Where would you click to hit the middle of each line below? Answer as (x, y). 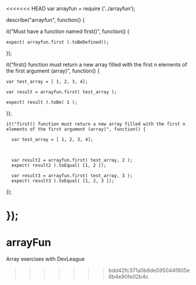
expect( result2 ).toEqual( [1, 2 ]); (59, 165)
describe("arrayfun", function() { (46, 20)
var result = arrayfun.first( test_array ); (62, 92)
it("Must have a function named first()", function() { (68, 31)
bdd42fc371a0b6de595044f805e (149, 270)
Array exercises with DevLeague (46, 259)
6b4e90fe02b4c (129, 277)
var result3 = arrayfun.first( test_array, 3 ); (72, 176)
